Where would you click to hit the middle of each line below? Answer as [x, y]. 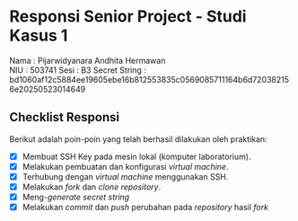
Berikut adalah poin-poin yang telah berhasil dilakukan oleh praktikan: [138, 139]
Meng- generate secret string [76, 197]
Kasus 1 [39, 35]
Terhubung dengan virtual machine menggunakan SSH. [125, 176]
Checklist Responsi [64, 117]
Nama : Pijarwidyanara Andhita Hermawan [88, 60]
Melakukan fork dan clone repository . [92, 187]
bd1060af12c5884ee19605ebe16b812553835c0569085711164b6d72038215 [149, 79]
